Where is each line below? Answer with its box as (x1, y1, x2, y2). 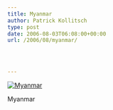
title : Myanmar (7, 10, 53, 18)
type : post (7, 23, 40, 31)
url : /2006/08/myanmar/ (7, 37, 78, 44)
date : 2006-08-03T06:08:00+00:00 (7, 30, 107, 38)
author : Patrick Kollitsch (7, 17, 87, 24)
